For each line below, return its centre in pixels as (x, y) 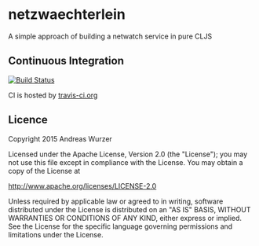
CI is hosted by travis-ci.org (53, 95)
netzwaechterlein (67, 15)
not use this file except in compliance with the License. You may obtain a (126, 162)
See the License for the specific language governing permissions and (120, 226)
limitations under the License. (56, 234)
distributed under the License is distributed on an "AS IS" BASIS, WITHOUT (129, 209)
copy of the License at (44, 171)
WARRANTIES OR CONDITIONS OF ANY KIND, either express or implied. (125, 218)
